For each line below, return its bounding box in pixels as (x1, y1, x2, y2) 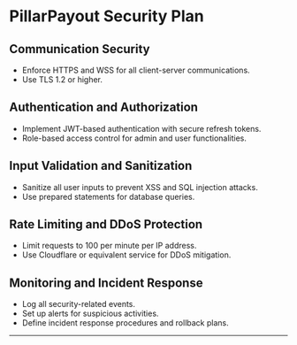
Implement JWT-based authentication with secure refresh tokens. (21, 123, 262, 134)
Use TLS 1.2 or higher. (21, 74, 103, 85)
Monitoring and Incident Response (9, 275, 203, 290)
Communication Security (9, 42, 150, 57)
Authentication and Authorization (9, 100, 199, 115)
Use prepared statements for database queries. (21, 191, 195, 202)
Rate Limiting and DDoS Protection (9, 217, 203, 232)
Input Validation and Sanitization (9, 158, 193, 173)
